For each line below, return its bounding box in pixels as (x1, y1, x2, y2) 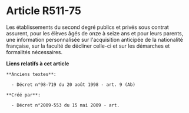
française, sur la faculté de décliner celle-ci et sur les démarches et (6, 42, 170, 49)
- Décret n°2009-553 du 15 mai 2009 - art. (11, 102, 120, 108)
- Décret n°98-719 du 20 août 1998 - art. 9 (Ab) (11, 81, 135, 88)
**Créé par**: (6, 92, 41, 98)
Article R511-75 (6, 4, 81, 18)
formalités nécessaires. (6, 48, 63, 55)
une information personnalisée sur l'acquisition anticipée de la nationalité (6, 36, 184, 43)
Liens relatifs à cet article (6, 60, 69, 67)
